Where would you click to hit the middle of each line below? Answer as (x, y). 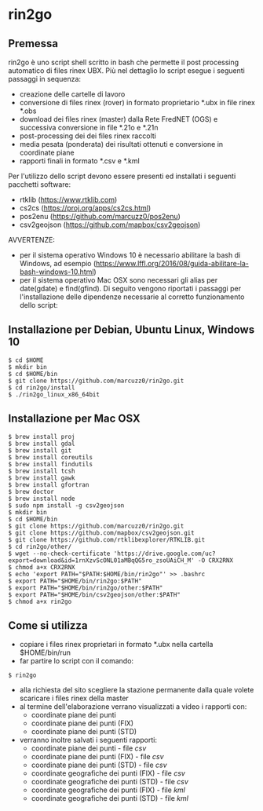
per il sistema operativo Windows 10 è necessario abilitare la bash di (130, 255)
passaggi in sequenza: (44, 79)
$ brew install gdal (42, 444)
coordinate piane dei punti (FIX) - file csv (97, 757)
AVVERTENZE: (31, 240)
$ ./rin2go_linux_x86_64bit (54, 394)
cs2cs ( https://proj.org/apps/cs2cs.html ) (85, 208)
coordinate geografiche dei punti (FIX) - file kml (108, 790)
